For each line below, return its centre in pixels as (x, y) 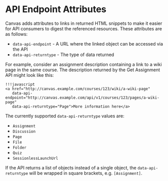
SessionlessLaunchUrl (35, 158)
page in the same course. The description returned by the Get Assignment (83, 70)
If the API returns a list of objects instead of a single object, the (71, 167)
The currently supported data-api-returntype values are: (65, 116)
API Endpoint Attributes (56, 9)
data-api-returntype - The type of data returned (63, 55)
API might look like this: (30, 75)
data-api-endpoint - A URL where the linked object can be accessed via (88, 43)
